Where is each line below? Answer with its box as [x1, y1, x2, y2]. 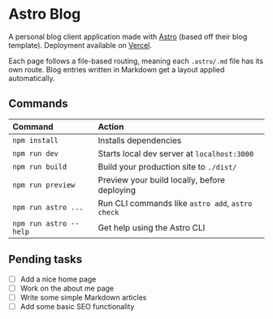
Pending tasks [8, 252, 83, 266]
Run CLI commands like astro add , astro [97, 197, 253, 209]
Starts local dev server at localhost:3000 [97, 148, 254, 159]
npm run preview [12, 180, 76, 189]
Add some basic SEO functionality [19, 301, 135, 311]
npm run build [12, 162, 67, 171]
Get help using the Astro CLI [97, 222, 206, 233]
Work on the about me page [19, 283, 115, 293]
